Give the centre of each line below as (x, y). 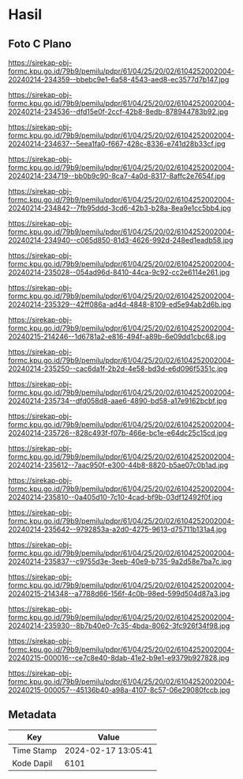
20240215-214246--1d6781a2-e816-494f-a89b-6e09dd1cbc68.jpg (117, 337)
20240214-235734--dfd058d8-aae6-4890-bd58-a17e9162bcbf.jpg (118, 401)
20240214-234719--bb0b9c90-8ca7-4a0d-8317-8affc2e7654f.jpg (117, 176)
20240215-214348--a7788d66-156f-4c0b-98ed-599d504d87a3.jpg (119, 594)
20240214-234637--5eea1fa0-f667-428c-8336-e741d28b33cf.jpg (117, 144)
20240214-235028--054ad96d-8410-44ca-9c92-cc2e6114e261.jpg (119, 272)
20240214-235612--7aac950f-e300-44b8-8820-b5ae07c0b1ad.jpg (118, 465)
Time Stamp (35, 751)
